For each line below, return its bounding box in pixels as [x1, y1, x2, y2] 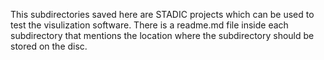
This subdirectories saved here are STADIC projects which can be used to [10, 9, 315, 20]
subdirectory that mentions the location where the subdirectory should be [10, 30, 315, 41]
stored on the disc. [10, 40, 88, 52]
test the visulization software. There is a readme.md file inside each [10, 19, 289, 31]
